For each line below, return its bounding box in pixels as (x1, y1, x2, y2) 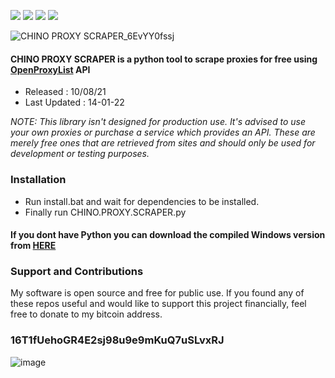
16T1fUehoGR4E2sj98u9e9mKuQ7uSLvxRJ (10, 333, 225, 347)
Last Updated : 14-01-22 (24, 96, 125, 109)
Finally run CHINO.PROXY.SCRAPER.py (24, 206, 187, 218)
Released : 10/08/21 (24, 86, 107, 98)
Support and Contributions (10, 265, 144, 279)
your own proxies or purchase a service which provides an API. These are (10, 126, 316, 139)
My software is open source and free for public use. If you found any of (10, 287, 305, 299)
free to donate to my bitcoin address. (10, 308, 163, 320)
